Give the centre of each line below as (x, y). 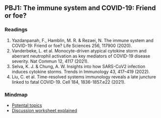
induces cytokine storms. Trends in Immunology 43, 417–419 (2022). (81, 71)
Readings (16, 30)
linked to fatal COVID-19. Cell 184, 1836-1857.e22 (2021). (69, 82)
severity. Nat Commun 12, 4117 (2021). (50, 61)
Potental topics (27, 105)
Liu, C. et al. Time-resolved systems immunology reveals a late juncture (84, 77)
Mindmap (16, 94)
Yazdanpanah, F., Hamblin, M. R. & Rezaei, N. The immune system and (82, 40)
